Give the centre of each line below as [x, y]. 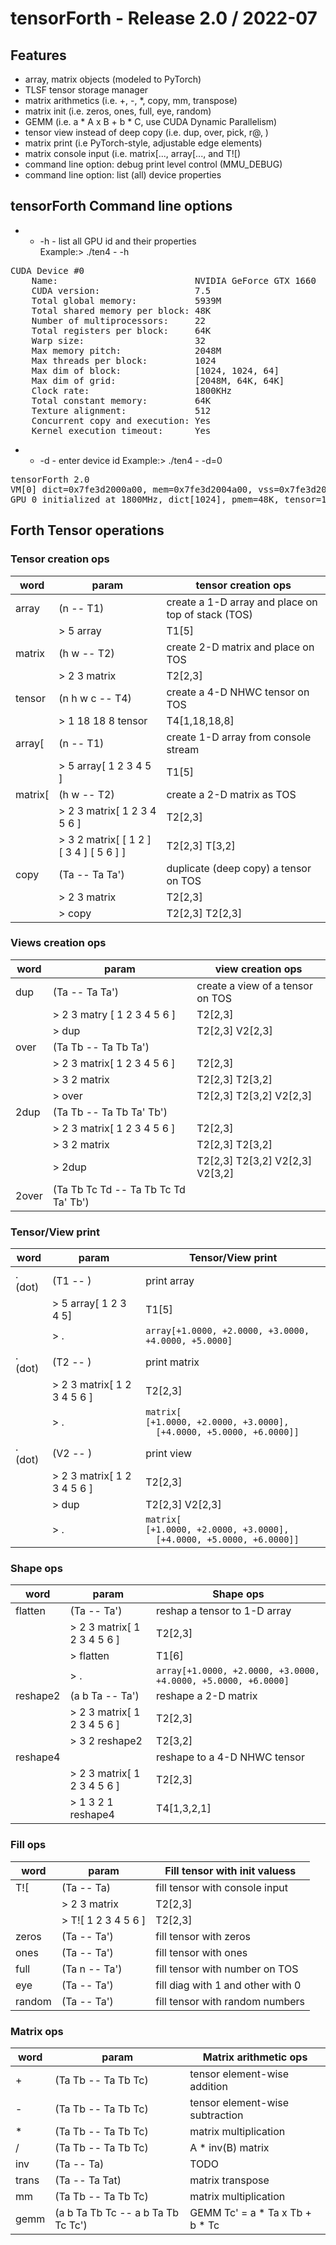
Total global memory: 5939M [126, 300]
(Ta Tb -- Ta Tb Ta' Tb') [110, 1112]
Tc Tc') [71, 2225]
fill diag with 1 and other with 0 [228, 1985]
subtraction [216, 2115]
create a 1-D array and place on [242, 602]
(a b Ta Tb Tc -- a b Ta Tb [117, 2212]
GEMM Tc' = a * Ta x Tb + [250, 2212]
